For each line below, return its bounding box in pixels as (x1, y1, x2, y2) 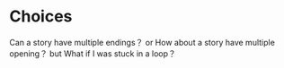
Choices (9, 6, 73, 27)
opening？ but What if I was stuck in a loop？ (9, 47, 177, 59)
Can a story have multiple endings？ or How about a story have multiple (9, 37, 276, 47)
